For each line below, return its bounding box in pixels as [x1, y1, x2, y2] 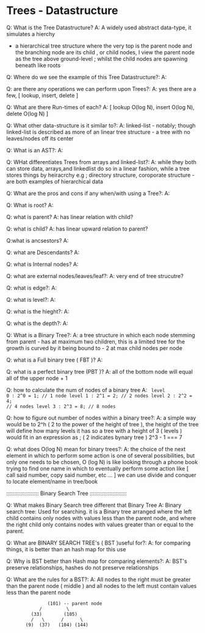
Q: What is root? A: [6, 201, 54, 209]
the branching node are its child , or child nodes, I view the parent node [15, 48, 195, 55]
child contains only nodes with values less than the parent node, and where [6, 514, 196, 521]
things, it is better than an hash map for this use [6, 545, 126, 553]
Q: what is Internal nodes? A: [6, 260, 79, 268]
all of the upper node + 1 [6, 374, 68, 382]
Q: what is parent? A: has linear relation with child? [6, 213, 134, 220]
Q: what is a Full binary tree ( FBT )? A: [6, 356, 103, 363]
